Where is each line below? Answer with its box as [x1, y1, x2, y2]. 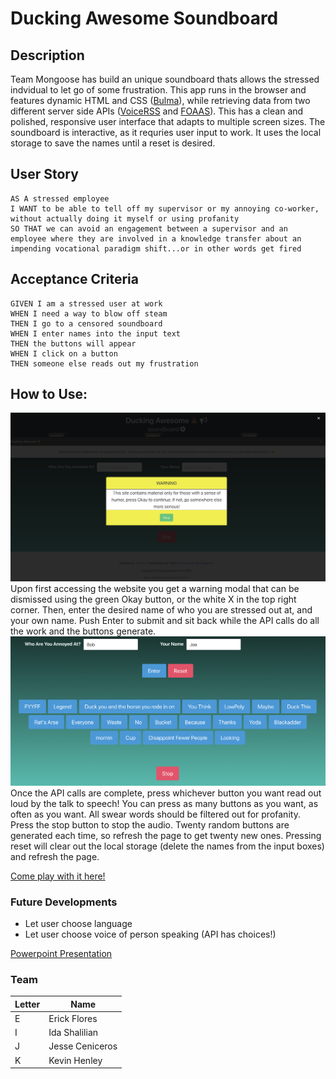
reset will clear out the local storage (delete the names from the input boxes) [10, 840, 325, 852]
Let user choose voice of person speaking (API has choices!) [24, 928, 277, 940]
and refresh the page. [10, 850, 100, 862]
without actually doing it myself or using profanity [10, 213, 240, 224]
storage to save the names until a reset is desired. [10, 137, 216, 149]
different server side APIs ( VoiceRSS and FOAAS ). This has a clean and [10, 105, 304, 117]
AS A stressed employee [10, 193, 110, 204]
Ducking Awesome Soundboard [10, 7, 279, 30]
